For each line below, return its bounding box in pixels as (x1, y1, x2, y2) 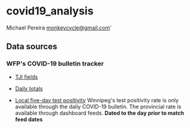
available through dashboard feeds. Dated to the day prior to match (14, 109, 185, 117)
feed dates (14, 115, 43, 123)
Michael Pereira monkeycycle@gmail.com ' (6, 24, 112, 31)
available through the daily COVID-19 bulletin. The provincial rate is (14, 103, 182, 110)
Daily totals (14, 85, 43, 92)
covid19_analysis (6, 4, 94, 18)
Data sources (6, 41, 57, 52)
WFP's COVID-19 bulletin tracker (6, 59, 104, 68)
